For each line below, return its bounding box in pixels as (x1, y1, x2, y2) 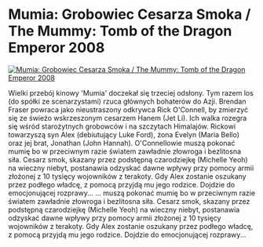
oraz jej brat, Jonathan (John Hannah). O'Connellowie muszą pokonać (8, 138, 236, 147)
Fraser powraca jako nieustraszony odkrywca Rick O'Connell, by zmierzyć (8, 104, 249, 114)
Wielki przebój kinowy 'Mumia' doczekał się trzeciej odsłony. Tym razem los (8, 88, 254, 97)
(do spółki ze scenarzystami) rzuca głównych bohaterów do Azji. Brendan (8, 96, 247, 106)
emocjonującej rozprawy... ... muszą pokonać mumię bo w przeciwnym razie (8, 188, 256, 198)
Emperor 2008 (8, 39, 105, 56)
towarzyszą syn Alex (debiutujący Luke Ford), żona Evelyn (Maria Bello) (8, 129, 240, 139)
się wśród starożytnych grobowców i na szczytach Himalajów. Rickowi (8, 122, 236, 131)
